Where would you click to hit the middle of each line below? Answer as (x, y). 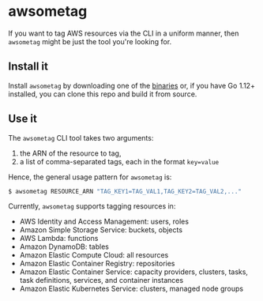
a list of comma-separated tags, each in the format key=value (119, 161)
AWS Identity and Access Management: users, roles (104, 222)
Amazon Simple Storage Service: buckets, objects (101, 230)
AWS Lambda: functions (59, 239)
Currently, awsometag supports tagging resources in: (92, 206)
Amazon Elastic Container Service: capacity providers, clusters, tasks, (134, 272)
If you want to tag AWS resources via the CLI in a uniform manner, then (124, 33)
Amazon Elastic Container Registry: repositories (97, 264)
